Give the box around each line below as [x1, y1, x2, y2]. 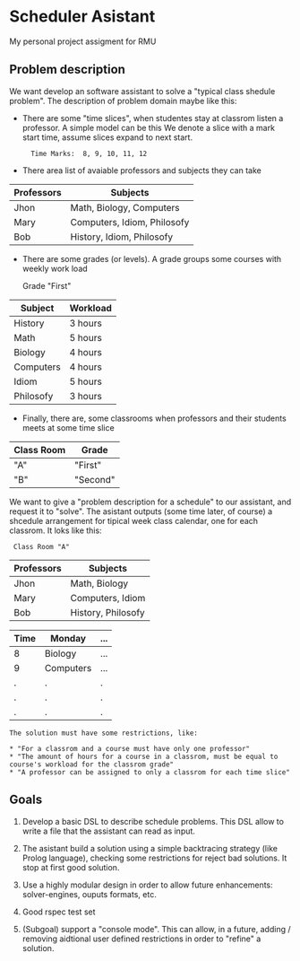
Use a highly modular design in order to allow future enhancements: [21, 879, 273, 890]
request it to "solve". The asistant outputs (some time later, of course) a [9, 505, 273, 517]
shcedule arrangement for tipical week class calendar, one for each [9, 515, 258, 526]
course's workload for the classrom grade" [9, 760, 175, 769]
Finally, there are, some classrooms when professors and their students [21, 413, 287, 424]
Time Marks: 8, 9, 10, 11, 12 [30, 149, 148, 158]
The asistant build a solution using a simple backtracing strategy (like [21, 843, 278, 853]
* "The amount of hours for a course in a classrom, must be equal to [9, 752, 279, 761]
